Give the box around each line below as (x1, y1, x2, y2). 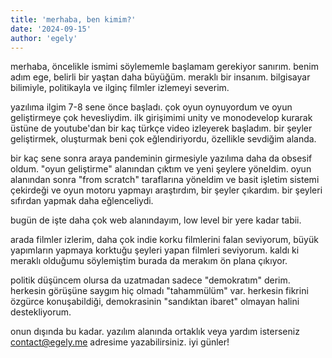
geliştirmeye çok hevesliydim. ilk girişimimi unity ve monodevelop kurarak (10, 112, 313, 124)
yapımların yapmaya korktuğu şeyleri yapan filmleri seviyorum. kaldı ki (10, 244, 300, 256)
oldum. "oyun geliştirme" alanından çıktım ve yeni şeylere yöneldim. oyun (10, 163, 312, 175)
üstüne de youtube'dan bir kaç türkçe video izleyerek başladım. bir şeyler (10, 122, 313, 135)
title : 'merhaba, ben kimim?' (10, 14, 137, 25)
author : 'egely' (10, 33, 78, 43)
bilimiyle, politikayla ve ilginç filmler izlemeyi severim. (10, 82, 230, 94)
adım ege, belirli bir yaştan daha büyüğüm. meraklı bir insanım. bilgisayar (10, 71, 311, 83)
